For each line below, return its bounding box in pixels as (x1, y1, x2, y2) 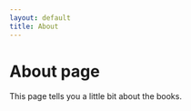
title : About (9, 22, 59, 31)
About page (9, 61, 100, 82)
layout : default (9, 13, 71, 23)
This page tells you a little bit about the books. (9, 91, 182, 102)
